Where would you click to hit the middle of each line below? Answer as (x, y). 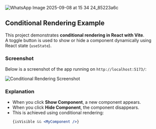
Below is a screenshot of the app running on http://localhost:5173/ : (76, 69)
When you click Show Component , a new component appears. (77, 102)
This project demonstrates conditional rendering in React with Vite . (75, 35)
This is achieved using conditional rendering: (58, 113)
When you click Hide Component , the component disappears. (76, 107)
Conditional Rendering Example (55, 23)
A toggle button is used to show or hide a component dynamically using (78, 40)
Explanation (20, 91)
